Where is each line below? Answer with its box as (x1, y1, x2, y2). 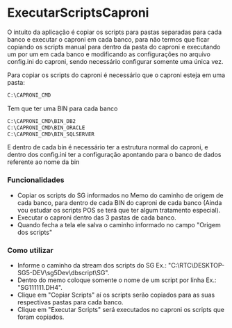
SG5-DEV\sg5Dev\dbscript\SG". (17, 269, 110, 277)
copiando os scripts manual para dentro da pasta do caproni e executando (7, 42, 221, 51)
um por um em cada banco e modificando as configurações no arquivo (7, 50, 210, 58)
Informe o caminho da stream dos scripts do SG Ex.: (17, 261, 167, 270)
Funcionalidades (7, 175, 65, 185)
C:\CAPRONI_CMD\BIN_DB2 (7, 117, 76, 124)
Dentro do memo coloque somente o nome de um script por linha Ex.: (17, 276, 217, 284)
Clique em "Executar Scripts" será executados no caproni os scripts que (17, 306, 224, 314)
